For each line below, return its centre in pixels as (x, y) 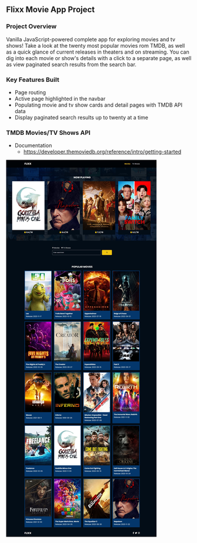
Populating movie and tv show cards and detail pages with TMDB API (98, 105)
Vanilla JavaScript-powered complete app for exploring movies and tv (91, 39)
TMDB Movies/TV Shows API (49, 133)
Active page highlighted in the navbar (60, 98)
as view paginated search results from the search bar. (71, 64)
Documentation (33, 145)
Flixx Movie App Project (51, 10)
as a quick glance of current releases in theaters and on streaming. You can (98, 52)
